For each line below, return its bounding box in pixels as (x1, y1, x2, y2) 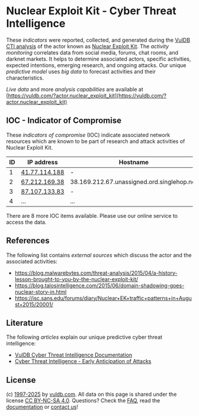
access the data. (6, 218, 47, 226)
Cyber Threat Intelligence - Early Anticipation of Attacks (14, 358, 152, 365)
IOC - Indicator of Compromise (6, 116, 121, 126)
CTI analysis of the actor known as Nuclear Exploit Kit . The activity (6, 43, 169, 50)
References (6, 236, 50, 246)
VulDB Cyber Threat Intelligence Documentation (14, 351, 133, 358)
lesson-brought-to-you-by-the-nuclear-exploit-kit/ (14, 275, 139, 282)
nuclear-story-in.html (14, 288, 67, 295)
